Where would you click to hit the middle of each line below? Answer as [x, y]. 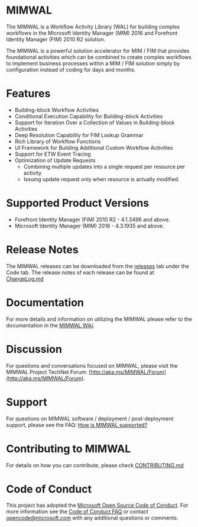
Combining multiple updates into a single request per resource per [104, 166]
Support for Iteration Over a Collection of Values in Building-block [95, 123]
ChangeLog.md [25, 278]
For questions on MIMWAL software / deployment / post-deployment [90, 419]
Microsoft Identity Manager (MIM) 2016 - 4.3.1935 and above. [89, 226]
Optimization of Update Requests [55, 160]
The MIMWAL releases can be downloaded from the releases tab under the [98, 266]
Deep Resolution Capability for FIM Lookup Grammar [79, 135]
